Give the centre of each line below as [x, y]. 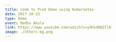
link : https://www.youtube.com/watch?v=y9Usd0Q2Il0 [58, 28]
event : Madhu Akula [25, 23]
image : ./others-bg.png [29, 32]
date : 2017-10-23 [22, 14]
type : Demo [16, 18]
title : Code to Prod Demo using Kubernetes [50, 9]
